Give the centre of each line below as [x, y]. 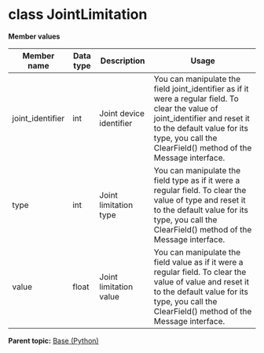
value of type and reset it [200, 200]
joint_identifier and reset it [202, 118]
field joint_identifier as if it [201, 88]
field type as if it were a [197, 180]
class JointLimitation [78, 15]
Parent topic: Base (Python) [54, 340]
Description [123, 61]
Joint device [122, 113]
